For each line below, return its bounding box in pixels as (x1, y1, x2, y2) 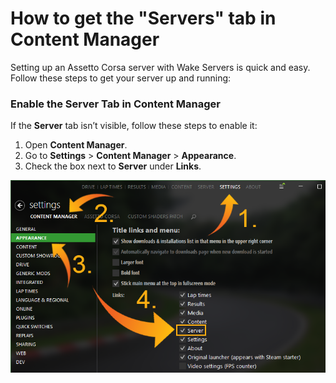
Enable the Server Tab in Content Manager (10, 97, 221, 111)
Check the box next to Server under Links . (24, 160, 202, 172)
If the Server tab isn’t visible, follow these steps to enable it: (10, 120, 258, 132)
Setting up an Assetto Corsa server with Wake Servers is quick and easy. (10, 61, 311, 73)
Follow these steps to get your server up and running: (10, 72, 232, 84)
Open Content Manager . (24, 139, 128, 151)
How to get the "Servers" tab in (10, 7, 277, 30)
